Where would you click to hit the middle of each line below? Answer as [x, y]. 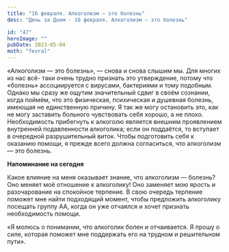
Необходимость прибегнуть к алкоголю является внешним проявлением [114, 122]
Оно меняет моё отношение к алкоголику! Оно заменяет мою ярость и [111, 185]
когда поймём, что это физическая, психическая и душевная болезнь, [110, 100]
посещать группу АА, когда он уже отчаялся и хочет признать [98, 206]
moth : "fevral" [29, 51]
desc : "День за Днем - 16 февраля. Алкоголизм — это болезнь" [97, 20]
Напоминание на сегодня [45, 164]
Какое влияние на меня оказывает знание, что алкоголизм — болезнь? [111, 177]
